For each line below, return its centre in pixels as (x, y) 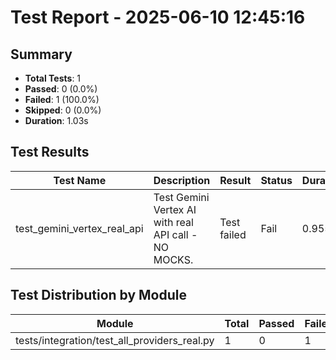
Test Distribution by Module (99, 295)
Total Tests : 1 (53, 78)
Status (276, 180)
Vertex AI (175, 209)
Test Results (50, 152)
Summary (41, 54)
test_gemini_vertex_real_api (79, 228)
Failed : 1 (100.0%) (62, 99)
